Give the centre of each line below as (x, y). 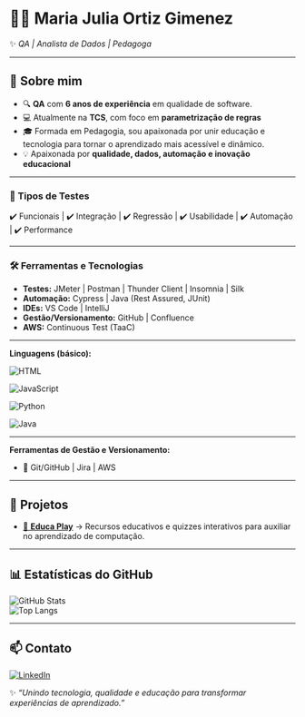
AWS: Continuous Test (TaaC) (79, 328)
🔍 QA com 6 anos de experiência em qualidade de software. (137, 103)
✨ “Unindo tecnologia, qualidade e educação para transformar (128, 692)
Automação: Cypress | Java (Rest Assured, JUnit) (116, 299)
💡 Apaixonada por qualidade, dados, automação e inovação (136, 153)
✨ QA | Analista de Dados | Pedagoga (80, 44)
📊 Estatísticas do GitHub (81, 574)
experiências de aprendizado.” (67, 702)
